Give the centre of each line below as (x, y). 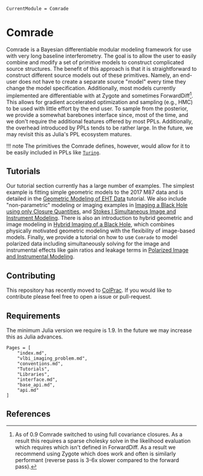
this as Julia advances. (35, 337)
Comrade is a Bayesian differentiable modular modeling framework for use (99, 49)
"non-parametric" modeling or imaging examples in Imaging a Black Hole (97, 205)
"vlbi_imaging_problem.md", (52, 359)
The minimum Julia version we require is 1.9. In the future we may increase (99, 331)
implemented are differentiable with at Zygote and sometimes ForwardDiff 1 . (100, 95)
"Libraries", (34, 375)
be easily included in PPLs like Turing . (53, 152)
